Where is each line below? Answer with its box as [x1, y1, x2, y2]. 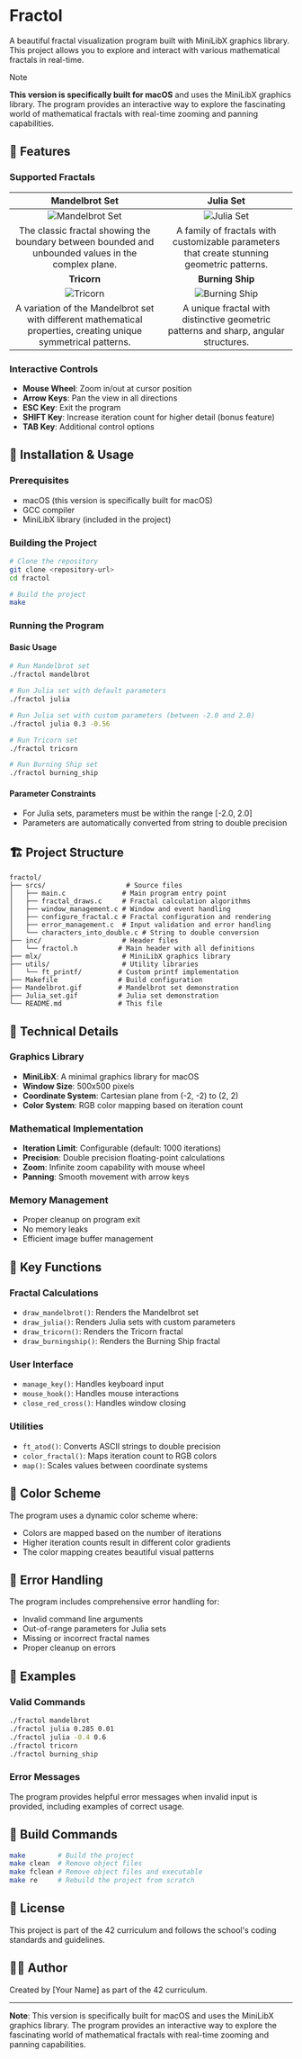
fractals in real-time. [9, 54, 84, 65]
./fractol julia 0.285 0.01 [9, 1724, 115, 1733]
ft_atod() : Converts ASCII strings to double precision [22, 1440, 221, 1451]
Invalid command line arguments [22, 1613, 144, 1625]
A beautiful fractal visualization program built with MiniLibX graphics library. [9, 35, 290, 46]
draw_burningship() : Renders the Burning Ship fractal [22, 1336, 220, 1347]
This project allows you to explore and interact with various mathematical [9, 44, 280, 55]
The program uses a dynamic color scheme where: [9, 1510, 199, 1521]
